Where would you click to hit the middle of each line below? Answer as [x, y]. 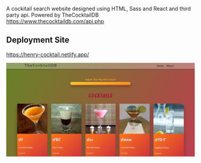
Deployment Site [38, 40]
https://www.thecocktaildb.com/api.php [55, 21]
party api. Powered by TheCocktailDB [53, 15]
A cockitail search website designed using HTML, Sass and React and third [99, 9]
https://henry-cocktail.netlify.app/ [48, 54]
